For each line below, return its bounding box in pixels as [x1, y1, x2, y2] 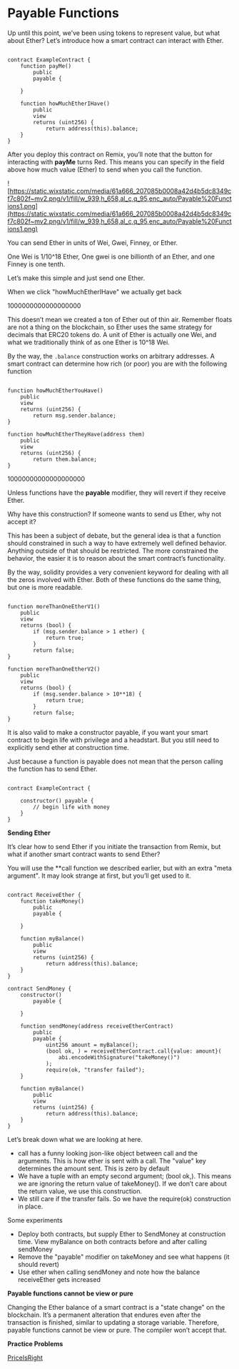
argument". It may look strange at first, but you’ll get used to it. [7, 871, 191, 880]
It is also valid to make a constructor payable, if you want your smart [7, 728, 208, 736]
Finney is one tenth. [7, 259, 66, 269]
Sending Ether [7, 828, 51, 837]
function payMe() [20, 62, 72, 69]
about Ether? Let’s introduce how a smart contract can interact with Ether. [7, 36, 224, 44]
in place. [17, 1202, 44, 1210]
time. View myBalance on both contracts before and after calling [17, 1237, 207, 1245]
